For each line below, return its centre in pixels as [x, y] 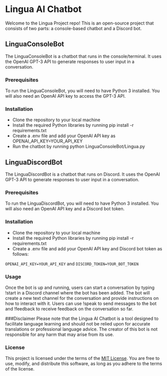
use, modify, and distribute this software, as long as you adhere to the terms [84, 363]
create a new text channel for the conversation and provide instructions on [82, 298]
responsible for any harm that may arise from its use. [59, 334]
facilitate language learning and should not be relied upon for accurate [78, 324]
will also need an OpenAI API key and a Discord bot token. [65, 209]
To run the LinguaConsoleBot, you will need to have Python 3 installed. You [82, 91]
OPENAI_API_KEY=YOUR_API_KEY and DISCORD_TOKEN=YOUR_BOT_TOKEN [72, 263]
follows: [20, 254]
